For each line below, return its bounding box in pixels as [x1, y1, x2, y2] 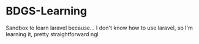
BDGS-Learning [6, 4, 87, 18]
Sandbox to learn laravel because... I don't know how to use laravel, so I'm [6, 24, 193, 31]
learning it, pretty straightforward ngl [6, 30, 99, 37]
